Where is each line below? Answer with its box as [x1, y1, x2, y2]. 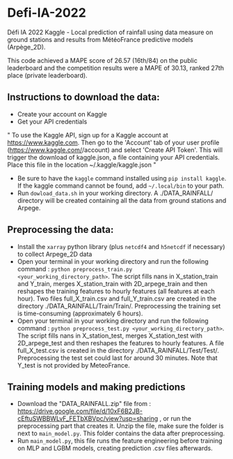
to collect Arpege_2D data [17, 250, 93, 258]
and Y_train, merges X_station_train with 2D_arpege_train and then [17, 279, 207, 287]
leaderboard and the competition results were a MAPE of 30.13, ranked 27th [7, 63, 225, 72]
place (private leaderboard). [7, 71, 88, 80]
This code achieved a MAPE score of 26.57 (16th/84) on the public [7, 56, 198, 64]
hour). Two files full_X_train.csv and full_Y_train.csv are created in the [17, 294, 217, 303]
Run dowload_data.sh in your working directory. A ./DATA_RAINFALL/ [17, 188, 214, 197]
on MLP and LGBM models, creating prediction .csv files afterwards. [17, 444, 214, 453]
